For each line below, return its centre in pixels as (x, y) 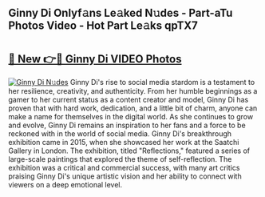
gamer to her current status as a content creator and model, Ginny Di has (129, 100)
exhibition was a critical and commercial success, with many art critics (124, 168)
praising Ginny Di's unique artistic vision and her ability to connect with (125, 176)
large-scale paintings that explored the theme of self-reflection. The (120, 159)
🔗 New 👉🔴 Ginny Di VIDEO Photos (95, 59)
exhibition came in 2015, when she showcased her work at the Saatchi (124, 142)
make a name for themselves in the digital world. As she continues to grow (131, 117)
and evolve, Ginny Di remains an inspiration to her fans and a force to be (127, 125)
